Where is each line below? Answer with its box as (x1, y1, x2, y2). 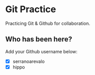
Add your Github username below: (5, 48, 78, 54)
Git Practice (5, 4, 56, 15)
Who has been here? (5, 35, 73, 44)
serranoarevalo (12, 58, 45, 64)
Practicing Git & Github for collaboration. (5, 20, 90, 26)
